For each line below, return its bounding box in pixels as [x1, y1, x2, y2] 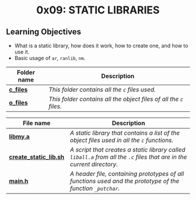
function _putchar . [69, 184, 120, 192]
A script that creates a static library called [69, 146, 185, 153]
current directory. [69, 160, 118, 168]
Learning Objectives [6, 27, 82, 37]
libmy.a [9, 132, 30, 141]
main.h [9, 177, 29, 185]
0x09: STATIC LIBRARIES [36, 3, 160, 17]
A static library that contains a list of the [69, 129, 180, 137]
